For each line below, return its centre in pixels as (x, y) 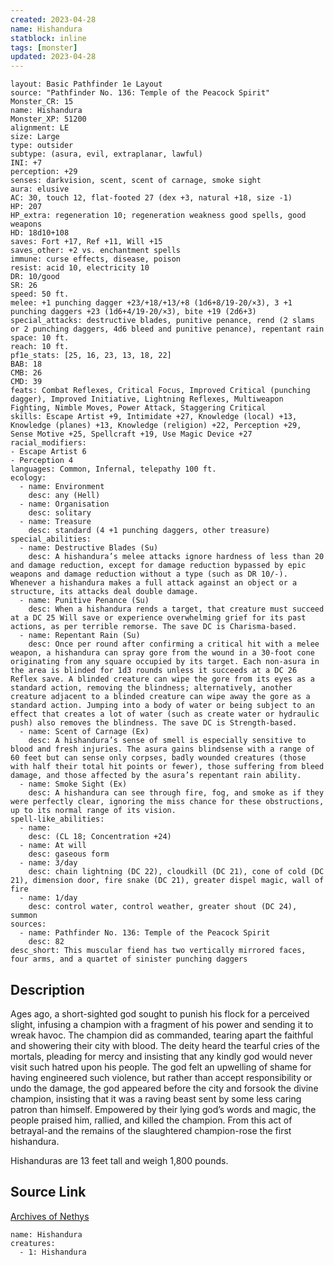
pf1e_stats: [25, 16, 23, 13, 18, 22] (91, 356)
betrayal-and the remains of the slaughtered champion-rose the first (151, 1130)
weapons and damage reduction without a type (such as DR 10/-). (149, 574)
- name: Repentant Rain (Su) (80, 636)
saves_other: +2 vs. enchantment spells (96, 251)
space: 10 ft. (40, 338)
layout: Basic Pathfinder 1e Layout (86, 84)
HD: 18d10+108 (40, 233)
